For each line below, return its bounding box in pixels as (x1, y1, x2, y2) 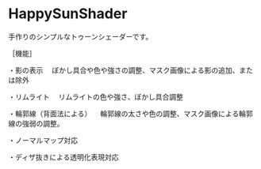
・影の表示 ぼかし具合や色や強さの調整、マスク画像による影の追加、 (8, 65, 240, 75)
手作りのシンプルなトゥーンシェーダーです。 (8, 32, 153, 41)
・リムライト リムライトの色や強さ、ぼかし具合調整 (8, 92, 184, 101)
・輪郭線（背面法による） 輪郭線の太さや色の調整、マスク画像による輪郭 (8, 108, 254, 118)
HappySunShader (8, 5, 128, 23)
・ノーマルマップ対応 (8, 135, 78, 145)
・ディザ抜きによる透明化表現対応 (8, 152, 119, 162)
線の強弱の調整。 (8, 118, 64, 128)
